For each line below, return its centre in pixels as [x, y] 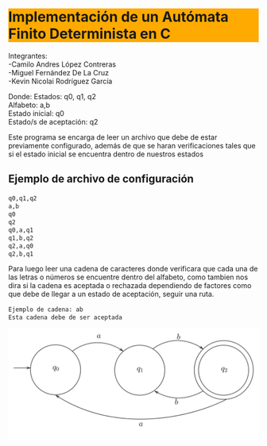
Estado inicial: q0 [37, 113]
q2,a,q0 [21, 246]
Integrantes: [28, 56]
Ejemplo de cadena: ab [46, 310]
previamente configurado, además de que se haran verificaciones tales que [132, 145]
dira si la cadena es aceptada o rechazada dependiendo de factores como [130, 285]
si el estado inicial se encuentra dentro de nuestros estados [106, 154]
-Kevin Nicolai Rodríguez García [60, 81]
